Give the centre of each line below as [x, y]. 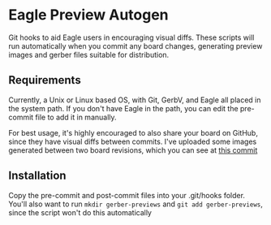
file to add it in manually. [76, 117]
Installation [37, 176]
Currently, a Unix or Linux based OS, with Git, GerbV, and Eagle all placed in [135, 100]
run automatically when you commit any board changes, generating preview [135, 45]
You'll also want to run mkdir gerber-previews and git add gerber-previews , [136, 204]
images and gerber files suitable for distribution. [89, 54]
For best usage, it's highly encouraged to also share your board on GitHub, [133, 132]
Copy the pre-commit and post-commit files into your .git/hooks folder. [127, 195]
